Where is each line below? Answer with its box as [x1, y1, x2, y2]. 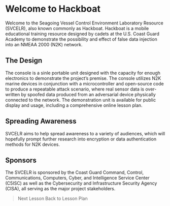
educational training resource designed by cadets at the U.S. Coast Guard [5, 31, 160, 37]
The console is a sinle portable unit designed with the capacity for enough [5, 70, 161, 76]
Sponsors [5, 156, 37, 164]
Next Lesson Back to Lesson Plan [17, 195, 88, 201]
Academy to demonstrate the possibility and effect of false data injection [5, 36, 157, 42]
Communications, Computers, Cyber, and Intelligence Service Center [5, 175, 150, 181]
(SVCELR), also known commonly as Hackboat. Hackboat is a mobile [5, 25, 149, 31]
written [5, 91, 20, 97]
